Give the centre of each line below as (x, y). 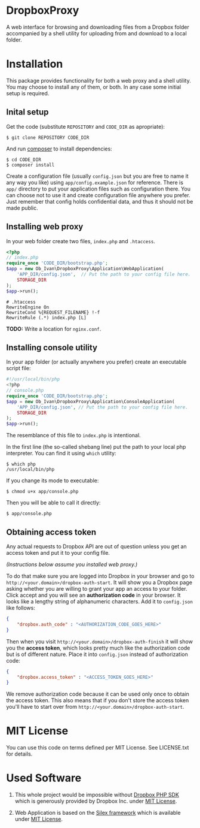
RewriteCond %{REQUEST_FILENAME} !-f (53, 312)
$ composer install (30, 165)
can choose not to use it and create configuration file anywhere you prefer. (98, 195)
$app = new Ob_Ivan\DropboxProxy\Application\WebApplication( (85, 269)
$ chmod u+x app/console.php (42, 492)
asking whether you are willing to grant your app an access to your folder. (97, 589)
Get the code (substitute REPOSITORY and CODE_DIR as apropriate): (86, 126)
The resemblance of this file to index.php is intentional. (74, 436)
